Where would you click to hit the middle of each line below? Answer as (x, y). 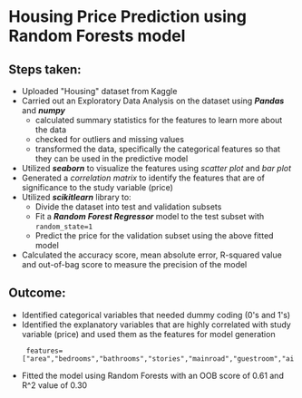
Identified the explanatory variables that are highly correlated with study (156, 325)
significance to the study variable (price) (97, 187)
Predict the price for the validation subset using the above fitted (154, 236)
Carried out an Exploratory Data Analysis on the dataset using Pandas (153, 101)
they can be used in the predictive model (112, 159)
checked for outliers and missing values (110, 139)
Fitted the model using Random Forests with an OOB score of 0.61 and (153, 375)
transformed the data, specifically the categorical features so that (158, 149)
